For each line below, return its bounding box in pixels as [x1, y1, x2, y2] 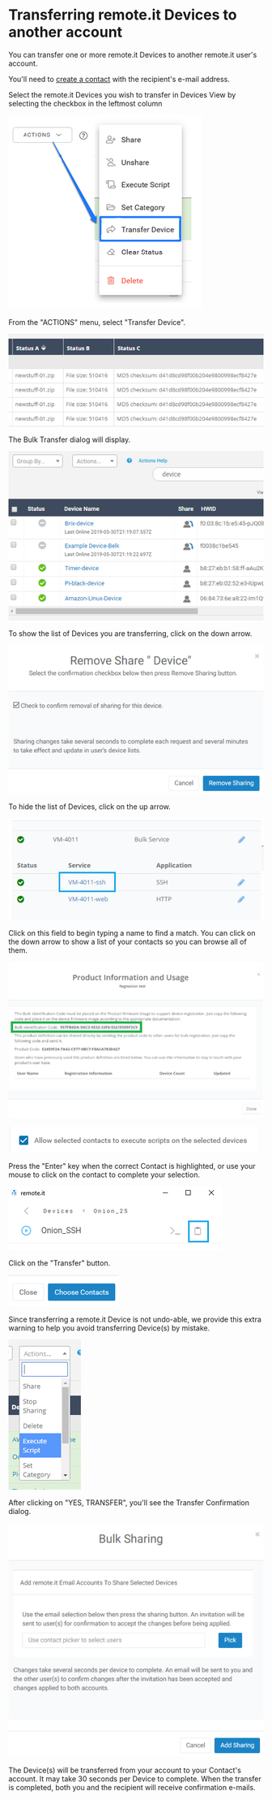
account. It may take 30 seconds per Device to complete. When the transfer [8, 1773, 261, 1784]
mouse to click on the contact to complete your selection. [8, 1170, 201, 1179]
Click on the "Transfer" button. [8, 1257, 111, 1268]
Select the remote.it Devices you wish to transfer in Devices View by [8, 89, 236, 99]
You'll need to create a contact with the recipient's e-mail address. [8, 74, 231, 84]
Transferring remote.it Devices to [8, 6, 237, 24]
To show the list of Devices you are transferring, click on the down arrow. [8, 629, 253, 638]
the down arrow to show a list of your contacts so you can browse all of [8, 937, 247, 946]
